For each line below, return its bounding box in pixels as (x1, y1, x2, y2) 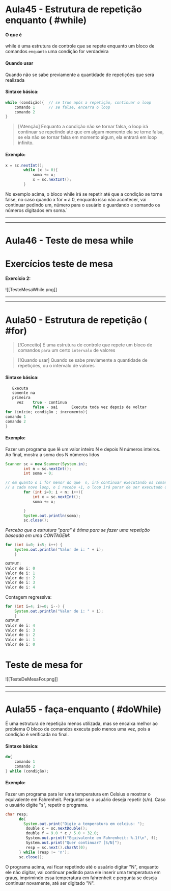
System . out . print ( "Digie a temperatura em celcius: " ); (23, 821, 145, 826)
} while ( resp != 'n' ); (18, 850, 70, 855)
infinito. (17, 139, 34, 146)
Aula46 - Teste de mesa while (5, 235, 134, 246)
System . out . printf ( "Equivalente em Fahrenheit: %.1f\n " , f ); (25, 835, 158, 841)
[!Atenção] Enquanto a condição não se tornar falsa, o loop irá (17, 124, 149, 130)
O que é (5, 32, 22, 38)
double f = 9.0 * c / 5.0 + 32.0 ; (25, 831, 99, 836)
